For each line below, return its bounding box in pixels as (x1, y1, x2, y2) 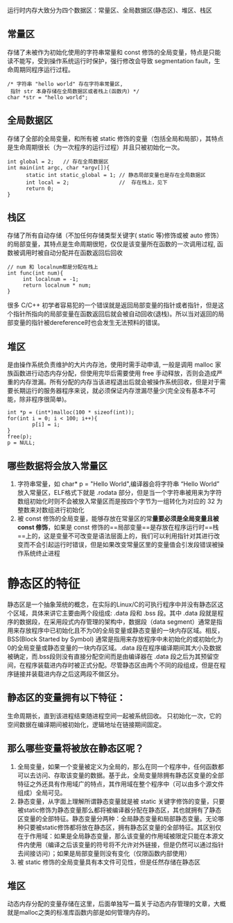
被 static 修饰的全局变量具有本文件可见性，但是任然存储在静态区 (17, 858, 201, 866)
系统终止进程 (23, 549, 60, 557)
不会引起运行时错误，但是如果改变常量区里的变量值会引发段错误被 (29, 541, 218, 549)
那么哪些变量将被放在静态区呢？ (7, 743, 144, 754)
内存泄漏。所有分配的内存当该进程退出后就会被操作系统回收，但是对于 (19, 378, 220, 387)
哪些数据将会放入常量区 (7, 460, 107, 472)
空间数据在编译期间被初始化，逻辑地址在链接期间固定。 (7, 720, 165, 729)
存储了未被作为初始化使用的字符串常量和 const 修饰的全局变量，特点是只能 (7, 48, 221, 56)
